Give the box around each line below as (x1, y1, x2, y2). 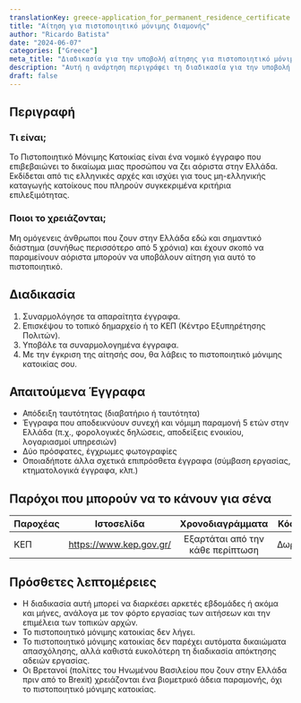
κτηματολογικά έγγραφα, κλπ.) (21, 465, 139, 476)
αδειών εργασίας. (21, 655, 90, 665)
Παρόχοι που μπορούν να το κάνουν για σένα (9, 491, 271, 506)
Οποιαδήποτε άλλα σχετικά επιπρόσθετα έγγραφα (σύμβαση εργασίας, (21, 456, 291, 467)
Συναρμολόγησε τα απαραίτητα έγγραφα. (21, 311, 181, 321)
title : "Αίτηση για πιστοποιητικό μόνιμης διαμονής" (9, 21, 211, 30)
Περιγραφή (9, 105, 76, 120)
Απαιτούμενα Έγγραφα (9, 384, 146, 399)
